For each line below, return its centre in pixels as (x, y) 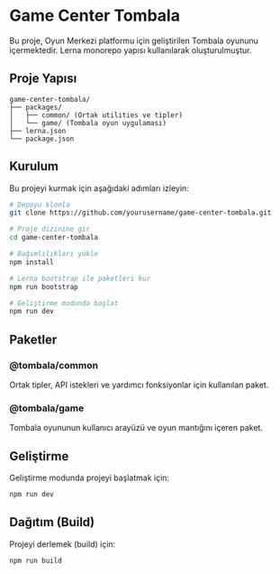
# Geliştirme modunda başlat (64, 303)
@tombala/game (47, 408)
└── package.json (42, 139)
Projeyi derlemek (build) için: (63, 544)
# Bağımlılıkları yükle (54, 254)
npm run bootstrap (44, 287)
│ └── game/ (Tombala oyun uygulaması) (88, 123)
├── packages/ (36, 107)
